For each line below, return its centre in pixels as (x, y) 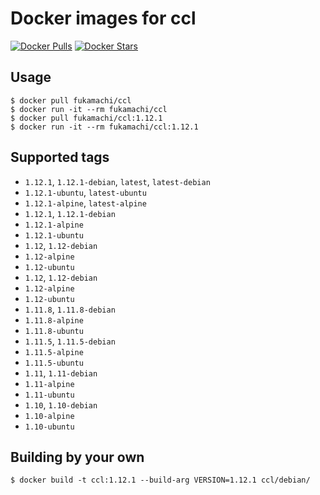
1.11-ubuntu (49, 395)
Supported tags (60, 157)
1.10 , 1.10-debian (61, 404)
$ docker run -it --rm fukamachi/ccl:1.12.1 (104, 127)
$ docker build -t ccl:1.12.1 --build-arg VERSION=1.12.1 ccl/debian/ (160, 480)
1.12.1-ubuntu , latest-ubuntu (85, 192)
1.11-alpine (49, 384)
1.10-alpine (49, 416)
